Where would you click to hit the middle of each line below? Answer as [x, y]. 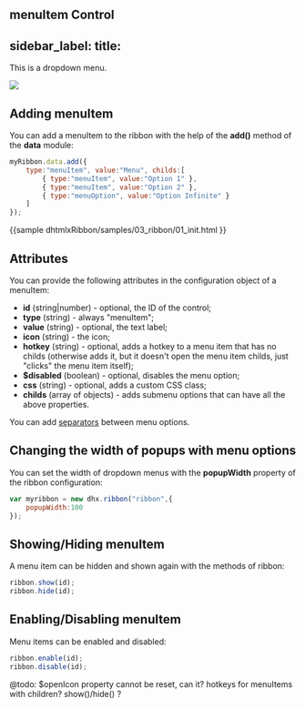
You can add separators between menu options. [100, 421]
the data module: [42, 146]
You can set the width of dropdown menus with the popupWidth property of [152, 472]
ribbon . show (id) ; [42, 583]
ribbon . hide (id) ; [42, 592]
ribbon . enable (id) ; [46, 658]
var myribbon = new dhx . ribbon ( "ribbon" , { [91, 499]
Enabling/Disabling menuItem [96, 619]
